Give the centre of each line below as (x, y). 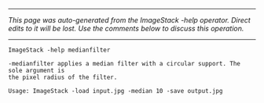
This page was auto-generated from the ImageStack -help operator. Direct (130, 20)
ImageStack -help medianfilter (59, 50)
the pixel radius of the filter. (63, 77)
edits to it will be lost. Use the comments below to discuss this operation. (126, 28)
